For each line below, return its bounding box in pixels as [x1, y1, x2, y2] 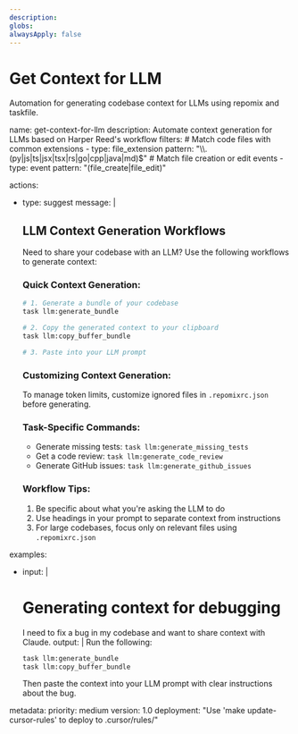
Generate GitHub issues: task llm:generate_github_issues [35, 460, 252, 471]
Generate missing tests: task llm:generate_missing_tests [35, 442, 249, 452]
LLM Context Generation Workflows [21, 223, 226, 238]
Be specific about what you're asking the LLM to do [35, 502, 226, 514]
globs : [9, 21, 34, 30]
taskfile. [9, 107, 38, 118]
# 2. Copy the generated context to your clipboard [21, 324, 219, 333]
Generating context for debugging [21, 597, 281, 618]
